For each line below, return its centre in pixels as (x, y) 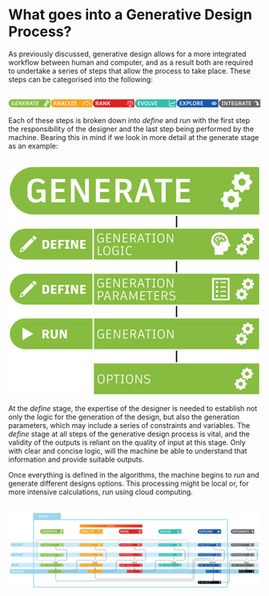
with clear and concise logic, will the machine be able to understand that (128, 450)
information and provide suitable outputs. (76, 459)
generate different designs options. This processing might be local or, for (129, 483)
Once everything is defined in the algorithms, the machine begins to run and (134, 474)
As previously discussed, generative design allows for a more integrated (127, 54)
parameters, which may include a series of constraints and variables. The (129, 425)
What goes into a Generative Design (130, 15)
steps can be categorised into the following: (81, 79)
